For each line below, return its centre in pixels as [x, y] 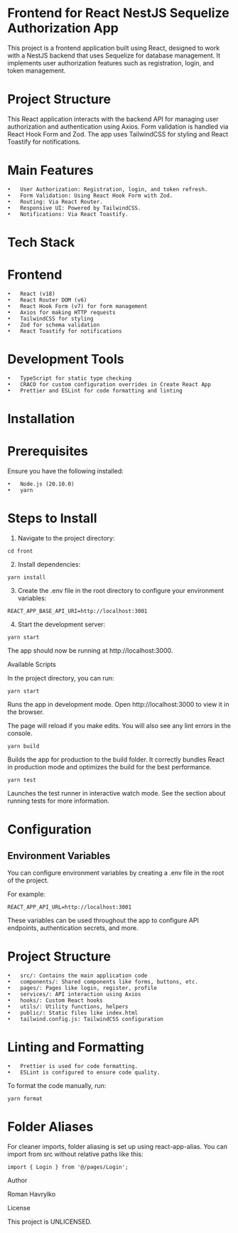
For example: [27, 894]
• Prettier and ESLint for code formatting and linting [95, 390]
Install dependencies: [49, 564]
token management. [37, 70]
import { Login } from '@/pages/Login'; [68, 1167]
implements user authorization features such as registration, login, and [111, 63]
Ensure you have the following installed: [66, 471]
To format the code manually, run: [57, 1085]
